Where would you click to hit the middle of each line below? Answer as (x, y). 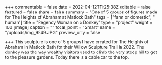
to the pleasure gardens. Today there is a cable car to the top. (67, 57)
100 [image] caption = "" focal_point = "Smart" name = (60, 27)
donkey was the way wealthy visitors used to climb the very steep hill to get (81, 52)
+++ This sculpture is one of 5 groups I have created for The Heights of (77, 42)
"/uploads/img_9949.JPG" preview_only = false (53, 32)
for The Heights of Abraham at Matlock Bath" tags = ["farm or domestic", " (80, 17)
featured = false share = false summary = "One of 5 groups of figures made (81, 12)
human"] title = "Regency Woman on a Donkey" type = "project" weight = (79, 22)
